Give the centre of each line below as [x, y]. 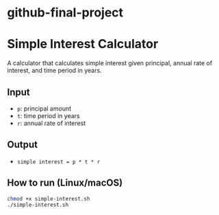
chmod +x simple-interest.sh [49, 199]
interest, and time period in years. [54, 71]
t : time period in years [48, 115]
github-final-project [65, 13]
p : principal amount [44, 109]
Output [22, 145]
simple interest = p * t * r [59, 162]
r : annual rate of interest [51, 123]
